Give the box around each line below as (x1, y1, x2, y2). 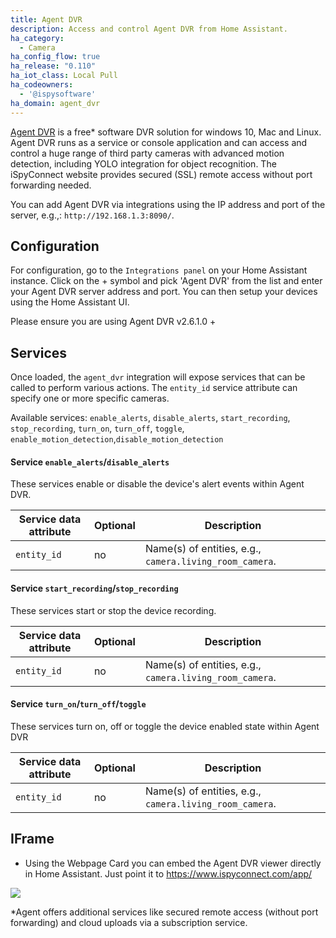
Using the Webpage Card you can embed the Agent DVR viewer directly (24, 857, 322, 869)
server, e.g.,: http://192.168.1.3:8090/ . (10, 209, 175, 221)
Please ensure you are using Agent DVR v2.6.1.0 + (10, 316, 217, 328)
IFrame (10, 831, 55, 848)
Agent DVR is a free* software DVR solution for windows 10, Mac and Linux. (10, 126, 322, 138)
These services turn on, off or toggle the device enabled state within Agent (10, 720, 320, 732)
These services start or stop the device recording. (10, 604, 217, 616)
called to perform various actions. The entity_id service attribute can (10, 382, 298, 394)
